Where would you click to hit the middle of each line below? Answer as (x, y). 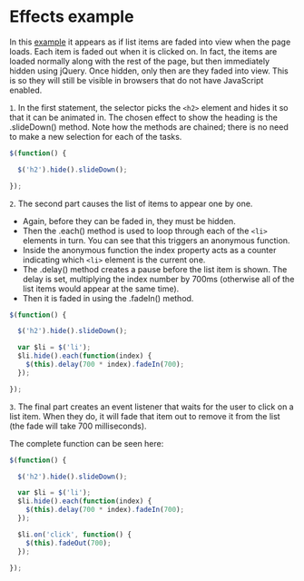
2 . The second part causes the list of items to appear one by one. (131, 203)
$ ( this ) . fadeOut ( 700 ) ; (69, 543)
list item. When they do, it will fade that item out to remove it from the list (145, 416)
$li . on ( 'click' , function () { (74, 534)
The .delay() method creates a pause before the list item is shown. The (155, 269)
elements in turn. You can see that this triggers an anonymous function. (156, 240)
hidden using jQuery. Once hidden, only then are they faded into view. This (149, 71)
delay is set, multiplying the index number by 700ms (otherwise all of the (158, 279)
